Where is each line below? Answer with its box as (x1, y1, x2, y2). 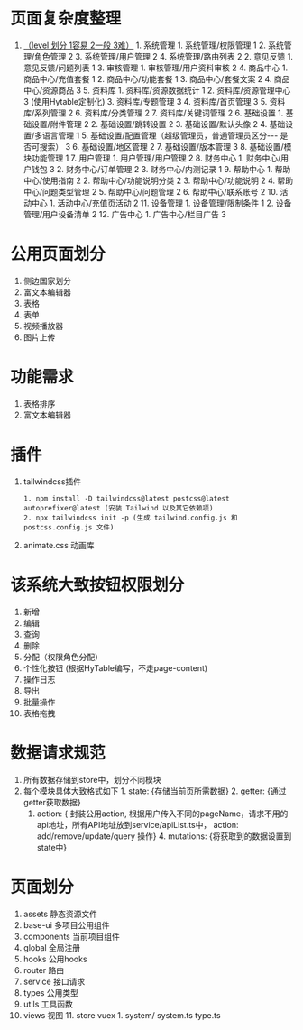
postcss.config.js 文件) (23, 522, 115, 532)
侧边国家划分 (23, 275, 71, 286)
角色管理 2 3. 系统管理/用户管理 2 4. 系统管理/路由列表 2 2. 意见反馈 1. (33, 51, 294, 61)
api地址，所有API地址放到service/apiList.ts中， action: (36, 819, 239, 830)
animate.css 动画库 (23, 539, 95, 550)
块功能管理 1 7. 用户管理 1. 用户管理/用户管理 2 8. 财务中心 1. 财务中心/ (23, 152, 281, 163)
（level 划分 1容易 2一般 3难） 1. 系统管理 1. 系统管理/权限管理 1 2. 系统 (23, 40, 285, 51)
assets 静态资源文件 (23, 908, 98, 919)
